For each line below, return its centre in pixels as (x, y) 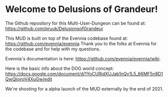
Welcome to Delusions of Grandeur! (81, 9)
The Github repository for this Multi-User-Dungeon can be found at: (76, 23)
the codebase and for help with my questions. (53, 49)
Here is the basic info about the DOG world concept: (60, 68)
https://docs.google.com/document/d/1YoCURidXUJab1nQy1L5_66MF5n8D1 (84, 73)
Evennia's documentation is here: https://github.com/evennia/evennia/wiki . (83, 58)
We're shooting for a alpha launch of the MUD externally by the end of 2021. (85, 88)
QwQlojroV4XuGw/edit (29, 79)
